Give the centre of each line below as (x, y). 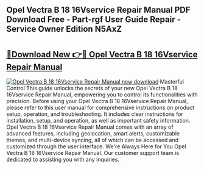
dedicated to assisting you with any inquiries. (63, 159)
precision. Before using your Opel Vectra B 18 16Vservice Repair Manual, (97, 101)
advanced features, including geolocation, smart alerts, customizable (93, 133)
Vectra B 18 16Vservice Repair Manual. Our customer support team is (93, 153)
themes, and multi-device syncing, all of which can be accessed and (93, 140)
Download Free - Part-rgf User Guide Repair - (94, 20)
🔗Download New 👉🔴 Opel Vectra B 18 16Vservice (102, 54)
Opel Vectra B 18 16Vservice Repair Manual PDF (98, 10)
